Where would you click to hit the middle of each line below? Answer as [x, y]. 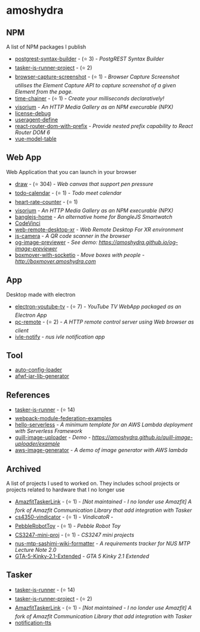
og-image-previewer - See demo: [56, 242]
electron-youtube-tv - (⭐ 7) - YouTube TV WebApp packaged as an [98, 306]
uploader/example [37, 444]
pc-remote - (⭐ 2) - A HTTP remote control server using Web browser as [104, 322]
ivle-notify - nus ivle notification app [60, 337]
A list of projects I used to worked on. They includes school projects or [93, 483]
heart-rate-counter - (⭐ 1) [46, 201]
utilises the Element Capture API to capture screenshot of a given [95, 85]
